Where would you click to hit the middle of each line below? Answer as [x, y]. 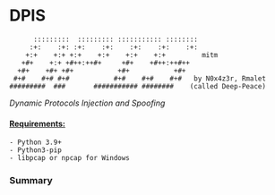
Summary [31, 181]
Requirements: [37, 123]
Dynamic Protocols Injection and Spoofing [87, 103]
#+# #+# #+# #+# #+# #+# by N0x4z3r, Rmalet [140, 78]
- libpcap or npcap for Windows [69, 158]
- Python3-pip [36, 150]
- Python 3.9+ [36, 143]
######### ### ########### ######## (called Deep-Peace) [138, 86]
